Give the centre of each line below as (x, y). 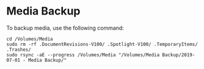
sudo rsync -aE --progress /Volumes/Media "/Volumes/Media (83, 55)
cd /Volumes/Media (30, 39)
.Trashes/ (19, 50)
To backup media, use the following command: (65, 28)
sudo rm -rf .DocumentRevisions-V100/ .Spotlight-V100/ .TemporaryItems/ (102, 44)
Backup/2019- (179, 55)
